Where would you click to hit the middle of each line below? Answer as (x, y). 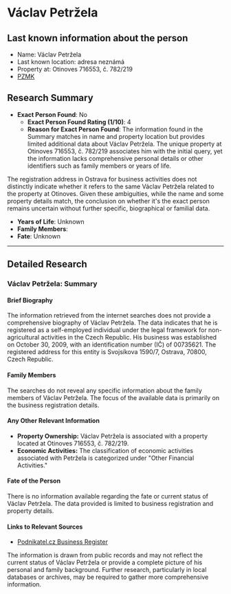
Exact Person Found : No (52, 114)
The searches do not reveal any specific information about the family (105, 390)
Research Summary (51, 98)
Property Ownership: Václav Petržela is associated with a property (112, 436)
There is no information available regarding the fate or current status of (108, 496)
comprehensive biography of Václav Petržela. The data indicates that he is (112, 323)
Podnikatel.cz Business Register (62, 542)
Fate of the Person (34, 481)
